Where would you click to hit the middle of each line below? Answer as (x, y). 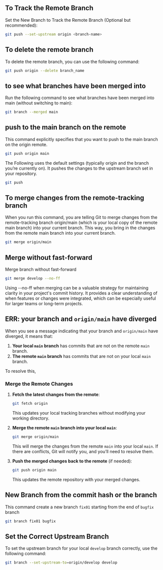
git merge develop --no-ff (33, 279)
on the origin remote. (26, 144)
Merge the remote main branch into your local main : (65, 427)
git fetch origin (30, 404)
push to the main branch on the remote (66, 127)
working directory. (31, 418)
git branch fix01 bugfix (30, 521)
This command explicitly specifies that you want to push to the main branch (81, 139)
